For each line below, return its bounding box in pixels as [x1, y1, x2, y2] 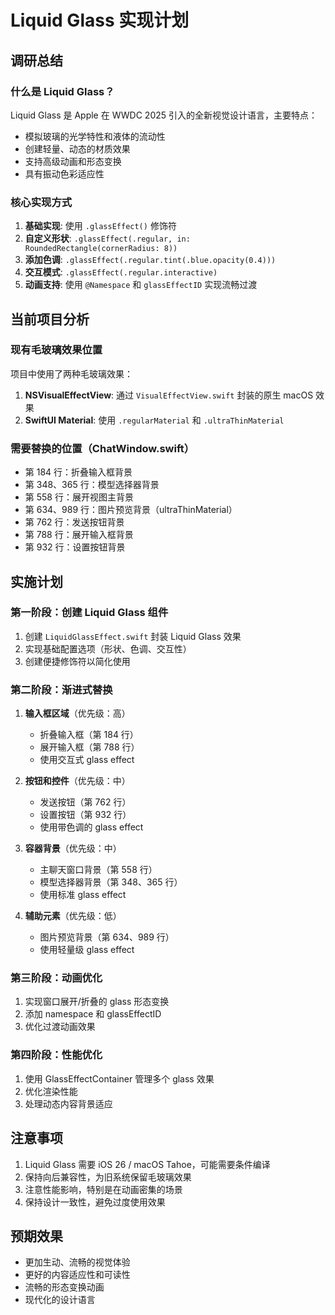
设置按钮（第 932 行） [39, 809, 132, 821]
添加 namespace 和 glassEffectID [24, 1008, 162, 1020]
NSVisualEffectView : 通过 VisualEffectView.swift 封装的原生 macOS [24, 389, 314, 401]
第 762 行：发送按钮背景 [24, 516, 125, 528]
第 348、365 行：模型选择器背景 [24, 479, 160, 491]
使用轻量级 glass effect [39, 944, 135, 956]
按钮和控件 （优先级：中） [24, 775, 131, 787]
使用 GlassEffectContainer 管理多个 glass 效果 [24, 1072, 215, 1085]
